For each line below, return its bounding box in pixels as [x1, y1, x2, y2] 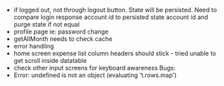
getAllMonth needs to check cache [13, 35, 113, 43]
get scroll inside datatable [13, 57, 87, 64]
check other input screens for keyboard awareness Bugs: [13, 64, 176, 72]
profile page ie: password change [13, 27, 109, 35]
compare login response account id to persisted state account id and [13, 13, 209, 21]
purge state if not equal [13, 20, 80, 28]
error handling [13, 42, 54, 50]
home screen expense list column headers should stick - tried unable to [13, 49, 216, 57]
